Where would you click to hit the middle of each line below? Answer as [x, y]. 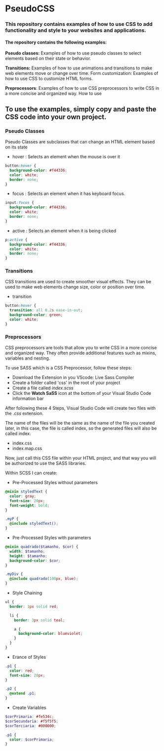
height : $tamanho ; [29, 556]
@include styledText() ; [34, 524]
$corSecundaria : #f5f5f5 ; [32, 721]
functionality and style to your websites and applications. [76, 30]
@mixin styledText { [26, 492]
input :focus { [20, 203]
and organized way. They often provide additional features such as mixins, [81, 353]
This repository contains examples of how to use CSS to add [79, 24]
